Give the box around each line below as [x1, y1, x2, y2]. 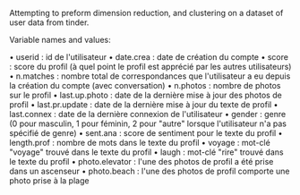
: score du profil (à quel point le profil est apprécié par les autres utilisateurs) [9, 62, 292, 72]
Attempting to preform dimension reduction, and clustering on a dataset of [9, 8, 284, 18]
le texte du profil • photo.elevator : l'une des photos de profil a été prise [9, 157, 274, 166]
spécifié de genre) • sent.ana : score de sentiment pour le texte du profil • [9, 128, 283, 138]
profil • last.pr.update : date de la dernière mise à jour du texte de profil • [9, 99, 279, 110]
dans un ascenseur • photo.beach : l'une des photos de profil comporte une [9, 165, 290, 176]
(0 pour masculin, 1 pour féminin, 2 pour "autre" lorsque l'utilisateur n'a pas [9, 118, 287, 129]
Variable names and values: [9, 35, 111, 45]
